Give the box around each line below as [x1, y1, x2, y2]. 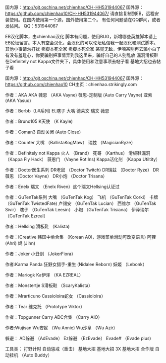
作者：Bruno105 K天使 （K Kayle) [5, 118, 73, 124]
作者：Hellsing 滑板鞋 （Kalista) [5, 223, 70, 229]
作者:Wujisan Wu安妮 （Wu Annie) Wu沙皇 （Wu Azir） [5, 325, 118, 331]
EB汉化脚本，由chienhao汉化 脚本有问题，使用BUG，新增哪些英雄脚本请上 [5, 34, 158, 39]
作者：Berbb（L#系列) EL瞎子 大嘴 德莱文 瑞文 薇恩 [5, 108, 110, 113]
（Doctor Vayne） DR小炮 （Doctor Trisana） [14, 173, 108, 179]
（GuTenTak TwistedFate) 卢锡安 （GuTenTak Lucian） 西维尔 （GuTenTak [5, 200, 157, 206]
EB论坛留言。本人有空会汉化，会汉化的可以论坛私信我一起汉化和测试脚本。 [5, 40, 159, 46]
